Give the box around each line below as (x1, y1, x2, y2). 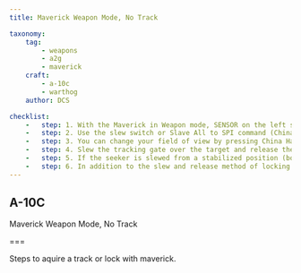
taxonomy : (9, 29, 47, 38)
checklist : (9, 112, 50, 121)
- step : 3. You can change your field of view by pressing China (25, 137, 282, 146)
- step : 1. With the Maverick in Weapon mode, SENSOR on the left (25, 120, 287, 130)
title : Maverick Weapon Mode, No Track (9, 13, 159, 22)
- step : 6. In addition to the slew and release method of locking (25, 162, 291, 171)
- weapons (41, 46, 78, 55)
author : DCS (25, 96, 70, 105)
